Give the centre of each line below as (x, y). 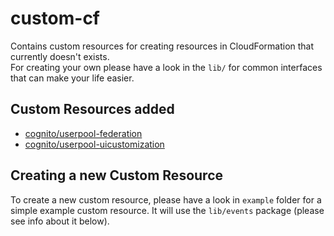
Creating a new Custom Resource (116, 175)
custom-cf (55, 18)
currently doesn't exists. (60, 56)
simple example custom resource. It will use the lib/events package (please (167, 210)
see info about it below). (60, 221)
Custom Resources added (92, 109)
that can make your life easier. (72, 78)
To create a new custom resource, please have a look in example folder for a (166, 199)
